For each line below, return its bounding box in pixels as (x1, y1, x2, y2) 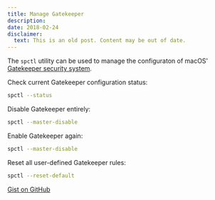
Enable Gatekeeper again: (7, 131, 83, 140)
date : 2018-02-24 (7, 24, 59, 31)
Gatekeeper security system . (7, 64, 93, 73)
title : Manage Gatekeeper (7, 10, 84, 18)
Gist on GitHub (7, 185, 51, 194)
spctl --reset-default (7, 172, 75, 179)
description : (7, 17, 46, 24)
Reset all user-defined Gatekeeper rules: (7, 158, 126, 166)
